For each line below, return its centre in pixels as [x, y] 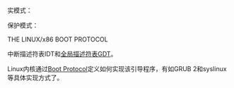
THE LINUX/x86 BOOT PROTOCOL [58, 39]
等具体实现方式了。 [35, 77]
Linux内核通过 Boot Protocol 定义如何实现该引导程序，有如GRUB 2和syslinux [117, 69]
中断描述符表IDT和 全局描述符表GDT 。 [62, 54]
